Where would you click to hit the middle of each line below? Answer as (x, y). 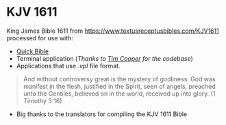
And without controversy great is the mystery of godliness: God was (120, 79)
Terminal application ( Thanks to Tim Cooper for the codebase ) (104, 58)
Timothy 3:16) (42, 100)
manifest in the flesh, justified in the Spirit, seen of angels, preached (120, 86)
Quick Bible (33, 51)
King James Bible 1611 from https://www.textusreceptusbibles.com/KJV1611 (113, 31)
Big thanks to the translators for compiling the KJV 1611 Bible (102, 114)
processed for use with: (40, 38)
